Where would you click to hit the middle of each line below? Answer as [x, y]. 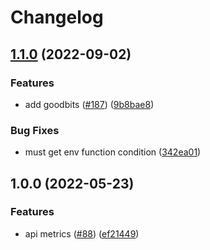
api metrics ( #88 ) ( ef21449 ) [82, 233]
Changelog [57, 17]
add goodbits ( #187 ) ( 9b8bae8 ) [89, 104]
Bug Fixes [35, 130]
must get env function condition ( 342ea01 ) [113, 152]
